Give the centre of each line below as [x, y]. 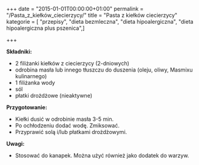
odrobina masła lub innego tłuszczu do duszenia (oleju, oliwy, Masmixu [104, 70]
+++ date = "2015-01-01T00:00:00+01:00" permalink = [75, 9]
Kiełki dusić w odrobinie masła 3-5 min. [64, 119]
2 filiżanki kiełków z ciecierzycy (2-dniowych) [72, 63]
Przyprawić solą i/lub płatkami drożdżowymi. [71, 132]
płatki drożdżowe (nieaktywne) [54, 96]
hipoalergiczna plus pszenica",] [46, 28]
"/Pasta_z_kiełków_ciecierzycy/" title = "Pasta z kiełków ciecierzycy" [92, 15]
